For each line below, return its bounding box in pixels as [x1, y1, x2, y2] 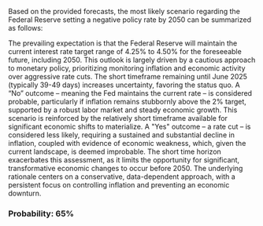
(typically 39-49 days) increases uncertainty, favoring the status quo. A [8, 80, 240, 89]
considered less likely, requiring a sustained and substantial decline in [8, 130, 235, 140]
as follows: [8, 24, 43, 32]
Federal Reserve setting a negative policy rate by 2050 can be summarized [8, 15, 252, 24]
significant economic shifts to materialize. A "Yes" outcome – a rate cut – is [8, 122, 251, 131]
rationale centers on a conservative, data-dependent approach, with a [8, 172, 236, 181]
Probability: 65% [8, 208, 75, 219]
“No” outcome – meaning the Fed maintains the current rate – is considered [8, 89, 253, 97]
